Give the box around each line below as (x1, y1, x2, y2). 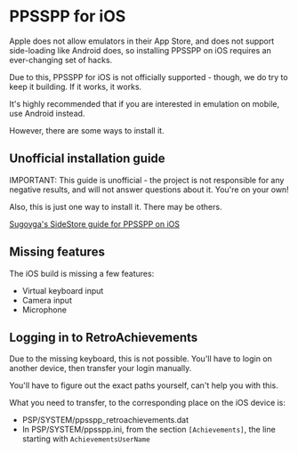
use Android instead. (9, 108, 85, 118)
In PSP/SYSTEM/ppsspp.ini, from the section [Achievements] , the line (21, 425, 276, 435)
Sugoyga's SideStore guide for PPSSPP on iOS (9, 218, 181, 229)
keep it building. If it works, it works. (9, 81, 142, 92)
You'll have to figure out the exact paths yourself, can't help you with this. (9, 380, 278, 391)
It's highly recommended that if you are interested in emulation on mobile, (9, 98, 280, 109)
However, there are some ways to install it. (9, 125, 165, 135)
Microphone (21, 304, 67, 315)
